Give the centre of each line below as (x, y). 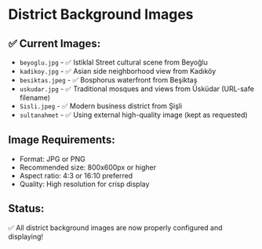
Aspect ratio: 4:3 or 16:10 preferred (76, 175)
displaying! (26, 236)
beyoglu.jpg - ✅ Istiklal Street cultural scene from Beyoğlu (113, 62)
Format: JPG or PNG (52, 159)
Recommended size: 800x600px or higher (88, 167)
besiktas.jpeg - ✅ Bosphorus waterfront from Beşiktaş (108, 80)
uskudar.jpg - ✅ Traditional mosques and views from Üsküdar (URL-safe (137, 89)
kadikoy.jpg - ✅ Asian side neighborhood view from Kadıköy (118, 71)
